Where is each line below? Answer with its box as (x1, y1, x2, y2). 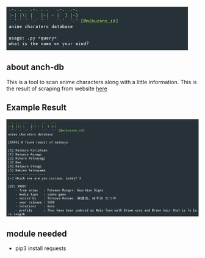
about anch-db (6, 62, 65, 73)
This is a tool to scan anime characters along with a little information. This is (6, 78, 197, 85)
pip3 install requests (15, 245, 67, 252)
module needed (6, 228, 67, 238)
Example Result (6, 102, 67, 113)
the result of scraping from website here (6, 85, 108, 92)
